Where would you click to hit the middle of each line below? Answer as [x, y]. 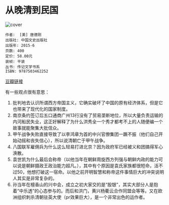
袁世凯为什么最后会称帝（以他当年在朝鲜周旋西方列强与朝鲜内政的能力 [86, 159]
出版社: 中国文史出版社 [26, 40]
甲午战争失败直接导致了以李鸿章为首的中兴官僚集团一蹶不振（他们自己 [86, 134]
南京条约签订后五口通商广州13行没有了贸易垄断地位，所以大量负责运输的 [88, 115]
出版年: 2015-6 [20, 45]
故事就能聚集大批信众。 [37, 128]
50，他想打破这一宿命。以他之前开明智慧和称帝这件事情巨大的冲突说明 [90, 172]
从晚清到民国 [32, 10]
